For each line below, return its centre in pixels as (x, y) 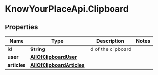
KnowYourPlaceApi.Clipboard (67, 9)
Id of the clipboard (110, 49)
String (37, 49)
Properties (22, 27)
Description (110, 41)
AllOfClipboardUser (54, 57)
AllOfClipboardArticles (57, 65)
